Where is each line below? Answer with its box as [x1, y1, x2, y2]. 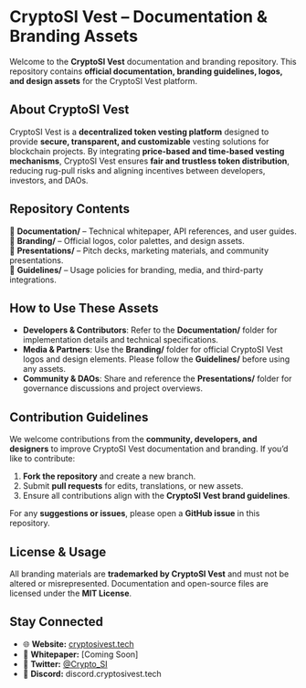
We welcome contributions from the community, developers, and [9, 434, 258, 445]
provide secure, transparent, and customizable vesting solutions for [9, 135, 269, 147]
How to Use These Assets [9, 300, 159, 316]
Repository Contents [9, 201, 131, 217]
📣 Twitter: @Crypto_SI [22, 658, 108, 669]
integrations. [9, 274, 58, 285]
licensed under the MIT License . [9, 587, 132, 598]
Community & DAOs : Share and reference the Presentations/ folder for [22, 373, 292, 385]
